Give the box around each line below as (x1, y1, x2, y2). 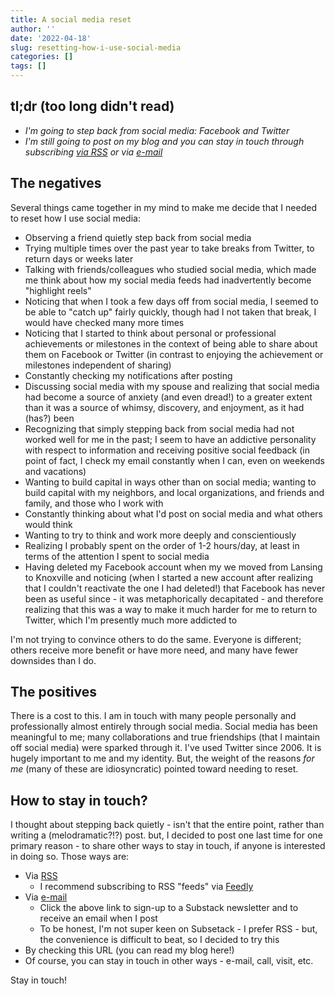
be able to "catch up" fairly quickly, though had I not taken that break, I (24, 306, 317, 318)
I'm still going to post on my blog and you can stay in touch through (24, 135, 305, 147)
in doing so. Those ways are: (10, 851, 130, 863)
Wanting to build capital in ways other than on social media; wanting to (24, 476, 317, 488)
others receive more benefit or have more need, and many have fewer (10, 644, 299, 656)
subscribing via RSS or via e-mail (24, 146, 163, 158)
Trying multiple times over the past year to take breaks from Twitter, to (24, 242, 315, 254)
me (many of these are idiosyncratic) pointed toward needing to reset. (10, 763, 299, 775)
